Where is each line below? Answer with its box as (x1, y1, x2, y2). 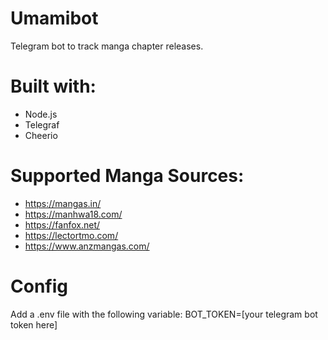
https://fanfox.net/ (24, 218, 101, 231)
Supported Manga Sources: (10, 165, 245, 187)
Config (10, 275, 68, 297)
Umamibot (10, 7, 99, 30)
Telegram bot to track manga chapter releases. (10, 40, 204, 52)
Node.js (24, 108, 58, 120)
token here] (10, 318, 58, 331)
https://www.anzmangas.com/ (24, 240, 150, 252)
